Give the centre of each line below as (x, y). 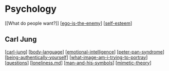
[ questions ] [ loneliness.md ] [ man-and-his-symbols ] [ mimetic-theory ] (78, 63)
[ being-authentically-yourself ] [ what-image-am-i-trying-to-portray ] (76, 57)
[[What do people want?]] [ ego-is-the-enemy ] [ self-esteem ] (68, 23)
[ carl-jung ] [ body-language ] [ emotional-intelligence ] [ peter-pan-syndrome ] (85, 51)
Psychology (31, 9)
